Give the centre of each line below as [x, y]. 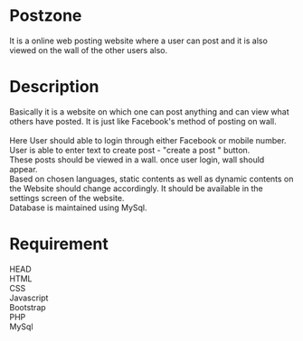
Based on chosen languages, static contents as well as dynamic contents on [151, 179]
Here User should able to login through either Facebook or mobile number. [148, 140]
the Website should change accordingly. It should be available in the [137, 188]
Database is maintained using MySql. [78, 207]
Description [54, 87]
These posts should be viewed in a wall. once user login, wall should [137, 160]
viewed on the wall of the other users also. [89, 50]
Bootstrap [28, 307]
